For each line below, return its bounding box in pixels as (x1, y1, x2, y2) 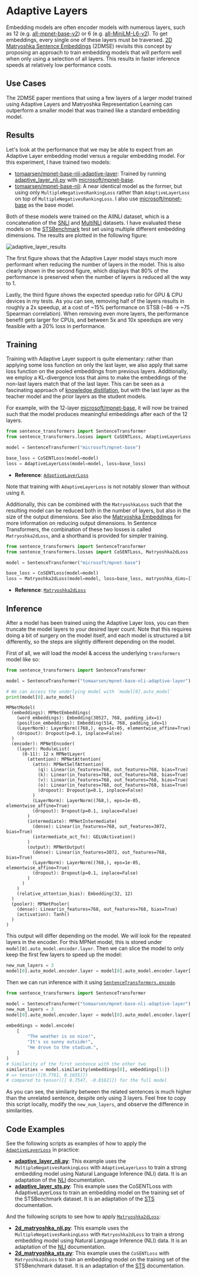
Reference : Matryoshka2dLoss (14, 586, 87, 593)
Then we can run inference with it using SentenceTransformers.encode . (6, 979, 177, 986)
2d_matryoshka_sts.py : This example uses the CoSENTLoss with (14, 1250, 170, 1257)
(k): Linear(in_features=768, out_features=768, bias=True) (37, 772, 189, 778)
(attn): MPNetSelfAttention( (32, 761, 104, 768)
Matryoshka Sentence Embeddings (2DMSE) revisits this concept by (6, 43, 172, 50)
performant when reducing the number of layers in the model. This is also (6, 261, 184, 268)
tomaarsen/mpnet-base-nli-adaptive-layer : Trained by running (14, 170, 167, 177)
